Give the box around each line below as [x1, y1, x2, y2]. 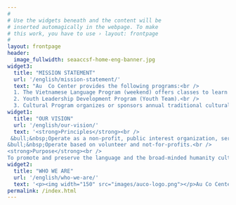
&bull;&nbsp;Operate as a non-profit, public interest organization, [10, 135, 218, 142]
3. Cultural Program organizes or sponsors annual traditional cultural [13, 102, 231, 109]
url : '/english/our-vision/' [13, 121, 99, 129]
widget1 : [7, 108, 33, 116]
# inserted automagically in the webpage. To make [7, 23, 159, 30]
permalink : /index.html [7, 187, 77, 194]
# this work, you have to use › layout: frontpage [7, 30, 159, 37]
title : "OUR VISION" [13, 115, 74, 122]
